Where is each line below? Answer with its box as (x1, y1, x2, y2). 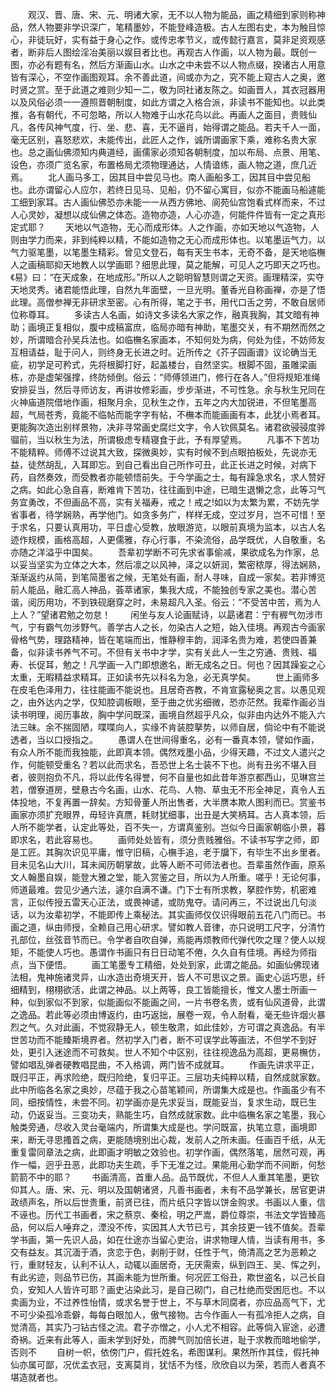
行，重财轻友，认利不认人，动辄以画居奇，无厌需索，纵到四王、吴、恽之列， (10, 1259, 326, 1270)
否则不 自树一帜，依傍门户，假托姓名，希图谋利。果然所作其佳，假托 (10, 1346, 311, 1358)
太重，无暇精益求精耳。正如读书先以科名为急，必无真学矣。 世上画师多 (10, 671, 320, 683)
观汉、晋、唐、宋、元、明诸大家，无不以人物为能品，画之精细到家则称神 (27, 9, 326, 20)
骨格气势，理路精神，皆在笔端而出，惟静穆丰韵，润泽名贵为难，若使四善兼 (10, 634, 317, 645)
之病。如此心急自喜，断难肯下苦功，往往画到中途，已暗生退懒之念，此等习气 (10, 484, 326, 495)
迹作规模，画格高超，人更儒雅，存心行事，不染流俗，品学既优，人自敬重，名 (10, 534, 326, 545)
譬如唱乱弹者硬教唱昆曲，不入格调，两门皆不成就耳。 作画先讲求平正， (10, 1059, 320, 1070)
